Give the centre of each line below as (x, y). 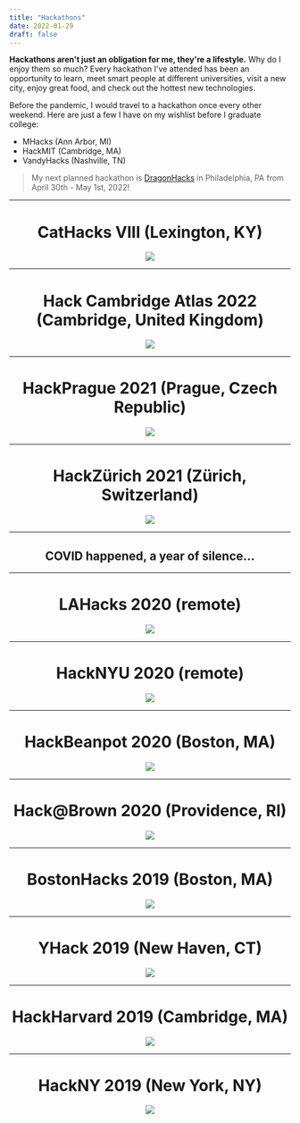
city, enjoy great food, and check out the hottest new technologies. (133, 88)
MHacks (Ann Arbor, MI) (67, 142)
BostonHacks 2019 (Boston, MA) (150, 879)
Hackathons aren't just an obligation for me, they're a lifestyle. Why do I (145, 60)
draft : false (33, 34)
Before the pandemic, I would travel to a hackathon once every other (135, 106)
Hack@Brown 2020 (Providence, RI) (150, 811)
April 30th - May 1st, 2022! (80, 188)
